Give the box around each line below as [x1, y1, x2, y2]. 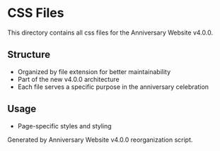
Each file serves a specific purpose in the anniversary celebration [17, 83, 209, 91]
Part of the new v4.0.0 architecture [17, 75, 120, 83]
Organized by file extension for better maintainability [17, 67, 171, 75]
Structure [7, 49, 51, 61]
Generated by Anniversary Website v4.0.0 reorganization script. [7, 135, 193, 144]
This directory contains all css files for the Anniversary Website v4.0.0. [7, 28, 214, 37]
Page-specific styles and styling [17, 121, 112, 130]
